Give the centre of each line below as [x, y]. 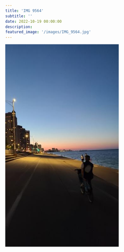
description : [19, 27]
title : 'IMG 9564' [24, 11]
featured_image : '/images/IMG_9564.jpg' [48, 32]
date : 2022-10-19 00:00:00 [34, 21]
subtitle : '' [19, 16]
